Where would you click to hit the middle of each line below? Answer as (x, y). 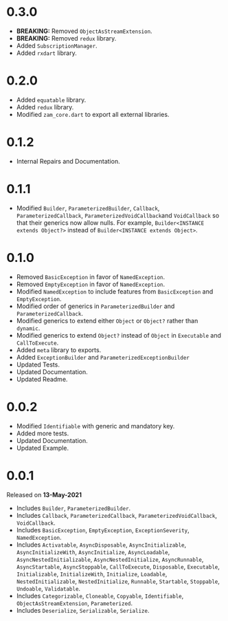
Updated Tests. (38, 364)
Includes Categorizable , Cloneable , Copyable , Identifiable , (100, 596)
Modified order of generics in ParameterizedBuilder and (95, 306)
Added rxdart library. (46, 53)
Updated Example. (43, 448)
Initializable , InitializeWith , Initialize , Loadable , (92, 574)
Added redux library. (45, 107)
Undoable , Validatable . (48, 588)
